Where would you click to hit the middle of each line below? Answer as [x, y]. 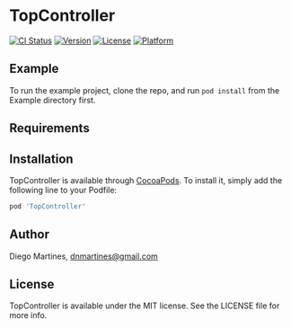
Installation [41, 159]
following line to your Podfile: [63, 190]
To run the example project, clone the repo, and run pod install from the [145, 90]
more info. [28, 315]
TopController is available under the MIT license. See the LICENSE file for [145, 306]
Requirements [49, 128]
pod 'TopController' [48, 206]
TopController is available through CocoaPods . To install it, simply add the [146, 180]
